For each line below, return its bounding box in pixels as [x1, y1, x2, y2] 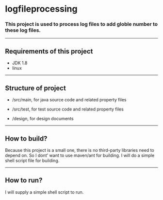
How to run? [5, 176, 43, 184]
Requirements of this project [5, 47, 93, 55]
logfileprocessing [5, 3, 78, 15]
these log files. [5, 27, 41, 34]
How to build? [5, 134, 48, 143]
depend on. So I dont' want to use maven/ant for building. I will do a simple [5, 152, 155, 158]
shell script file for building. [5, 157, 60, 164]
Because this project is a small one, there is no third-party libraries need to [5, 147, 154, 153]
